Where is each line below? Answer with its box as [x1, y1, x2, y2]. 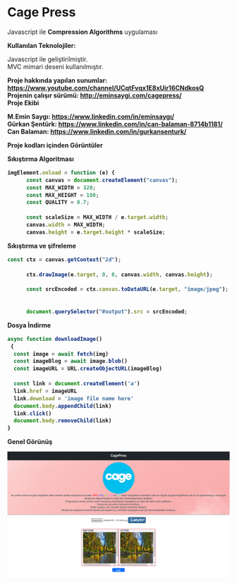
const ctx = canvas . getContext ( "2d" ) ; [7, 256, 121, 263]
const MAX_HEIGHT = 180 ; [25, 191, 99, 198]
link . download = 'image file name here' [13, 395, 134, 402]
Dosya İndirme [7, 320, 51, 329]
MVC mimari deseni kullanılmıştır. [7, 62, 104, 71]
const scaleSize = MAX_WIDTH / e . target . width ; [25, 214, 169, 221]
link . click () [13, 410, 52, 417]
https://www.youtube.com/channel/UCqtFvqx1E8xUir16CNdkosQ [7, 83, 205, 92]
